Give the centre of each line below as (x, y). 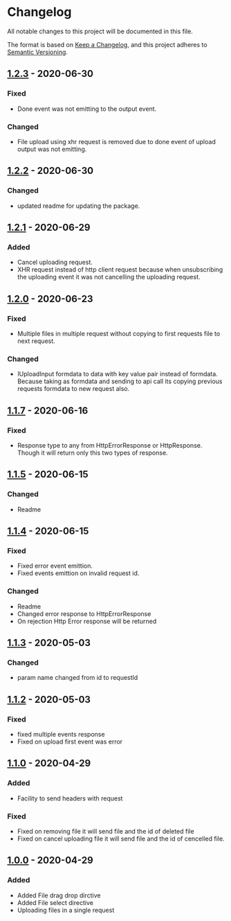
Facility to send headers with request (70, 798)
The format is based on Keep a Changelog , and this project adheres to (107, 44)
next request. (36, 341)
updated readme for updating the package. (78, 206)
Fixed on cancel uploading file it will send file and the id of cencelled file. (121, 839)
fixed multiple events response (61, 735)
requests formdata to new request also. (73, 389)
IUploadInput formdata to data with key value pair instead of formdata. (117, 374)
